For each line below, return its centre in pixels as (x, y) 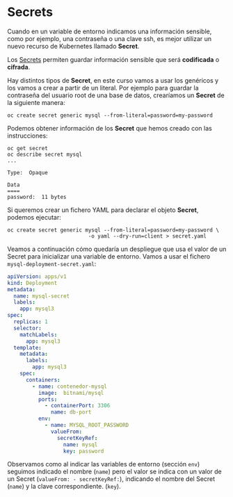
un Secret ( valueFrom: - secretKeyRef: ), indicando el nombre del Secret (111, 479)
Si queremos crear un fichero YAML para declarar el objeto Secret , (103, 210)
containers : (43, 380)
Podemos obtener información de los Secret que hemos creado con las (110, 128)
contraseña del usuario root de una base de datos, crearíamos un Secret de (116, 95)
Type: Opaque (28, 172)
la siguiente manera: (36, 102)
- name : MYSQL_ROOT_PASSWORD (87, 425)
